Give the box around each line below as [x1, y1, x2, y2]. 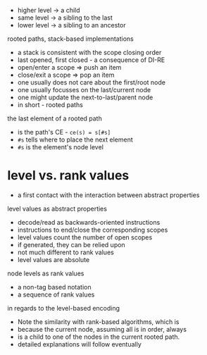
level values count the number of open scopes [17, 232, 153, 242]
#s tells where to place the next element [17, 135, 134, 144]
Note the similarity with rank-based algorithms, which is [17, 317, 180, 326]
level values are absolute [17, 255, 90, 263]
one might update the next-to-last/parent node [17, 93, 153, 101]
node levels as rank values [7, 269, 84, 278]
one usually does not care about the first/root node [17, 78, 165, 87]
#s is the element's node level [17, 143, 104, 151]
